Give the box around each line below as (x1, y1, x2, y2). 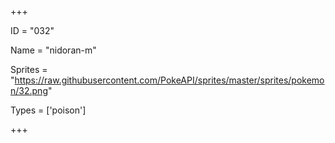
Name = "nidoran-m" (10, 44, 97, 56)
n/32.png (10, 85, 48, 96)
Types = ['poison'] (10, 104, 87, 116)
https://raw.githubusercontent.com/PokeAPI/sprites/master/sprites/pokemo (14, 74, 325, 86)
